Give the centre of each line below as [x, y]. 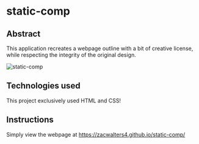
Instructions [30, 120]
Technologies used [43, 86]
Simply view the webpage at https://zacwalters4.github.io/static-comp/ [96, 134]
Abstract [24, 34]
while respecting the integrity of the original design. [71, 55]
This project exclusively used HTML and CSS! [63, 100]
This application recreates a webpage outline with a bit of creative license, [100, 48]
